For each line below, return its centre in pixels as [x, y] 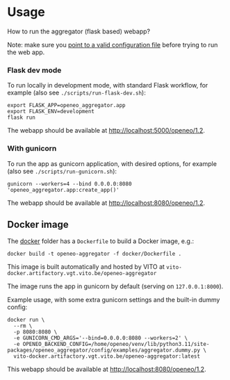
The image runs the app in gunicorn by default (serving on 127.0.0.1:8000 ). [115, 286]
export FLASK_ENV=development [51, 112]
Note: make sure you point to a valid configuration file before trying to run [113, 44]
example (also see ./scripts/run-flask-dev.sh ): [76, 93]
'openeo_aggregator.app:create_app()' [63, 190]
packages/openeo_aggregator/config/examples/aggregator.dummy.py [104, 350]
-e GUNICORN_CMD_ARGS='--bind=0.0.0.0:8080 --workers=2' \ [101, 338]
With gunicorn [32, 149]
